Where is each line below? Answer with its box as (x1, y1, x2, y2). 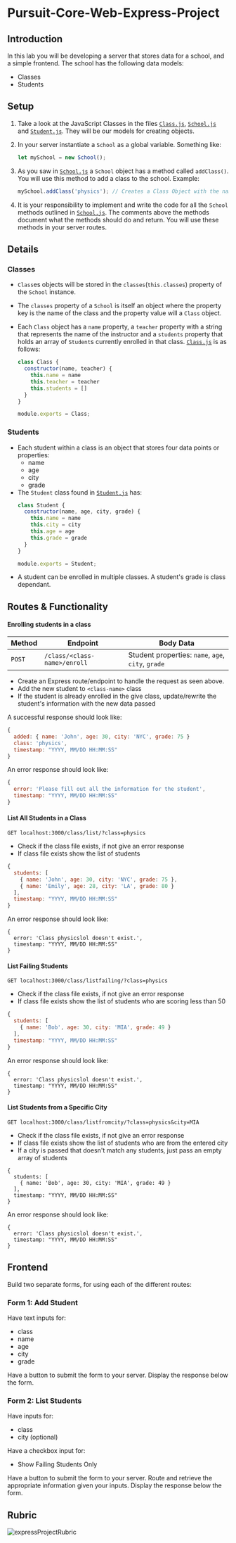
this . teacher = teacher (30, 378, 100, 385)
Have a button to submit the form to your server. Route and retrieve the (7, 1474, 213, 1482)
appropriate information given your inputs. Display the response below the (7, 1481, 223, 1490)
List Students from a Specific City (7, 1103, 107, 1112)
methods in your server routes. (17, 223, 107, 231)
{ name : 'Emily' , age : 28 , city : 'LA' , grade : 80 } (20, 882, 174, 889)
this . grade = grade (30, 534, 88, 541)
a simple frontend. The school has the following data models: (7, 59, 184, 68)
